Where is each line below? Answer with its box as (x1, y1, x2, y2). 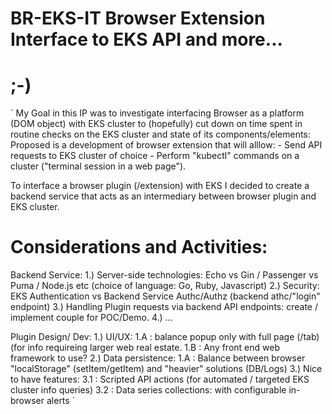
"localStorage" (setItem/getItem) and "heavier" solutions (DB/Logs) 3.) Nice (10, 363, 323, 375)
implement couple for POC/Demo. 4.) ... (10, 312, 173, 324)
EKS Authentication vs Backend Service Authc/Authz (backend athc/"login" (10, 290, 321, 302)
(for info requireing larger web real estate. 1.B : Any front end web (10, 342, 280, 354)
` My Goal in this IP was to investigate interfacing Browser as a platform (10, 107, 305, 119)
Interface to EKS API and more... (10, 28, 283, 51)
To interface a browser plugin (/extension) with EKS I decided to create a (10, 180, 310, 192)
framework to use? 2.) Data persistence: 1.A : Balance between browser (10, 352, 306, 364)
